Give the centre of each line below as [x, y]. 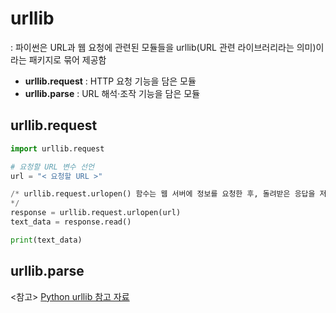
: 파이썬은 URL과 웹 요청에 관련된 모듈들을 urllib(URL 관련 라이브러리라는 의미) [163, 47]
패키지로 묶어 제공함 [67, 59]
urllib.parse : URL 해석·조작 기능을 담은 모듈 [112, 93]
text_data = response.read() [71, 222]
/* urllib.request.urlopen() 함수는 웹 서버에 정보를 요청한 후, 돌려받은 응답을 [163, 194]
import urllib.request [57, 148]
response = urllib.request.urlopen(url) [96, 213]
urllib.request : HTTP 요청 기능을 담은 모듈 [110, 81]
